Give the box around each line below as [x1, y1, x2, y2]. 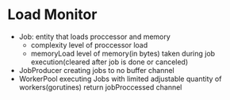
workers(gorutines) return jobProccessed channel [18, 82, 182, 92]
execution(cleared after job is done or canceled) [30, 57, 189, 67]
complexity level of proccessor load [30, 40, 148, 49]
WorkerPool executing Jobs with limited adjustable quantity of [18, 74, 222, 83]
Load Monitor [7, 6, 98, 24]
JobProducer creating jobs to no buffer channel [18, 65, 175, 75]
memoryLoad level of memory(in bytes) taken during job [30, 48, 216, 58]
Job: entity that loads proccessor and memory [18, 32, 171, 41]
